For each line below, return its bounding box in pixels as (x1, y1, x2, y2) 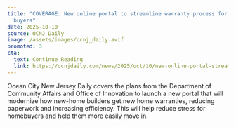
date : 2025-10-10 (7, 23, 58, 30)
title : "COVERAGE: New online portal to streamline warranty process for (7, 10, 228, 18)
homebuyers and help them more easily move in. (7, 112, 149, 120)
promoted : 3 (7, 43, 42, 50)
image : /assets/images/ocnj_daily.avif (7, 36, 124, 44)
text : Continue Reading (13, 56, 83, 63)
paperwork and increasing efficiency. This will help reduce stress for (7, 104, 206, 112)
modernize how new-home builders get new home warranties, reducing (7, 96, 215, 105)
